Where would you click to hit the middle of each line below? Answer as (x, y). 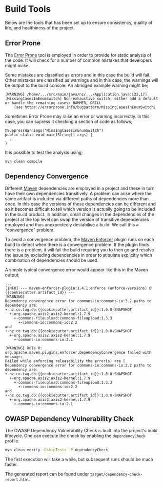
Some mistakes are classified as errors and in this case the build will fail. (78, 75)
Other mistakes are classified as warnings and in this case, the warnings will (82, 80)
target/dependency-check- (116, 475)
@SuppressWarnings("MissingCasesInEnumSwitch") (54, 130)
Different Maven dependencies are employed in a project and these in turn (80, 188)
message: (14, 357)
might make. (18, 65)
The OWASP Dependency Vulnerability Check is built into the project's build (81, 431)
